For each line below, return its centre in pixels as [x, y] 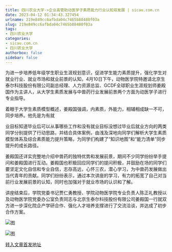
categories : [18, 39]
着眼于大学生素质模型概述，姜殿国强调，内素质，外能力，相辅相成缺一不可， [86, 109]
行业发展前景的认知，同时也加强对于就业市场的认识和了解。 [72, 182]
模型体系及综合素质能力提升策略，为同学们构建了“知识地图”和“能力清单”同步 [85, 139]
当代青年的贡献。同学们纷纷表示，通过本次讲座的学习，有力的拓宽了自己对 [84, 176]
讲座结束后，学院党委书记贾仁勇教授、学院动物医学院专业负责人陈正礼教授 [84, 193]
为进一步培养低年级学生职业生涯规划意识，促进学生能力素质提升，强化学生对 [86, 73]
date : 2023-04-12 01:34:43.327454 [42, 15]
